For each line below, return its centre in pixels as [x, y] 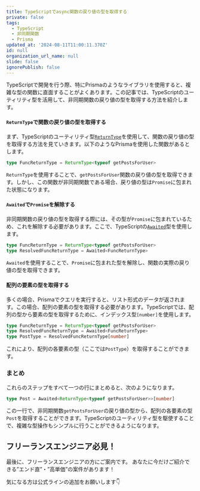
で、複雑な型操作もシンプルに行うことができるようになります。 [84, 426]
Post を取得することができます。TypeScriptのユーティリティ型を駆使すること [100, 418]
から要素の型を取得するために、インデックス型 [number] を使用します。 [108, 314]
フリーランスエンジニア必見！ [61, 446]
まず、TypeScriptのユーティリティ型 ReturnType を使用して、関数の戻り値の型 [100, 136]
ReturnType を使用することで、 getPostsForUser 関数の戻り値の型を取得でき [97, 175]
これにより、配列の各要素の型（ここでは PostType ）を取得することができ [95, 349]
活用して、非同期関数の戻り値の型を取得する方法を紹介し [113, 100]
